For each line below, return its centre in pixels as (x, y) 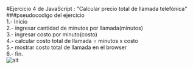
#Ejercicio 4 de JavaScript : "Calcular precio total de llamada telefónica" (97, 9)
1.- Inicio (17, 21)
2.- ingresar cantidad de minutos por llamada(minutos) (75, 28)
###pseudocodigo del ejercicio (46, 15)
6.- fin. (15, 54)
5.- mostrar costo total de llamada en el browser (67, 47)
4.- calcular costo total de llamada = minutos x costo (72, 41)
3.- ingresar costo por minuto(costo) (52, 34)
